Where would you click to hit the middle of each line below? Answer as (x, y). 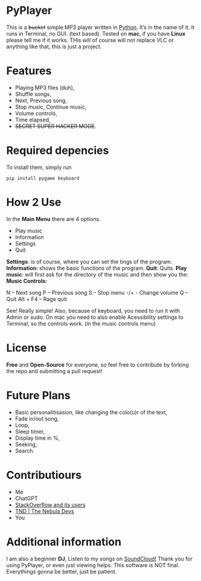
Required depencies (58, 151)
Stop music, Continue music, (51, 107)
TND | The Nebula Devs (44, 511)
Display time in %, (37, 438)
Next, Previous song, (41, 100)
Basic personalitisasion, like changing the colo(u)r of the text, (91, 412)
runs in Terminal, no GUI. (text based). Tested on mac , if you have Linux (96, 33)
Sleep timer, (30, 431)
